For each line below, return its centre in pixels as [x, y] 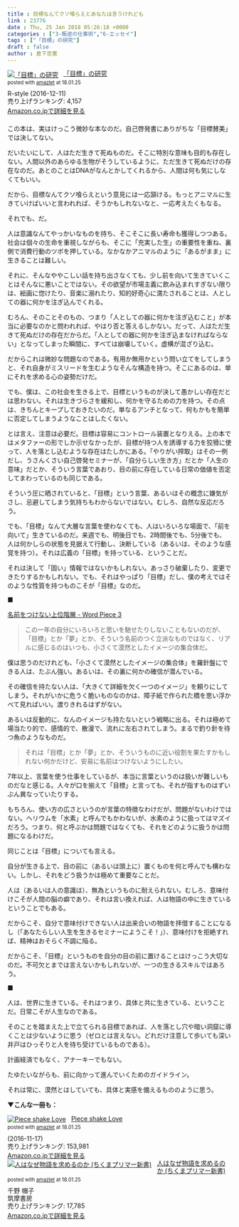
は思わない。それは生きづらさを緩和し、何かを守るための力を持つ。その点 [116, 400]
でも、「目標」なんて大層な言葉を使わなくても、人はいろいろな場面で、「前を [119, 526]
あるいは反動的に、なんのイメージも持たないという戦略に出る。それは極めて [119, 719]
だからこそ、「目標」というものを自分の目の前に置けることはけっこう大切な [118, 956]
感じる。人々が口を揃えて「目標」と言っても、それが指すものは [125, 785]
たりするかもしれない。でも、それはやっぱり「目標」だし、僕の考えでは [119, 576]
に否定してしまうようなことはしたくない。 [70, 418]
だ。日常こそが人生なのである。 [54, 1011]
